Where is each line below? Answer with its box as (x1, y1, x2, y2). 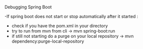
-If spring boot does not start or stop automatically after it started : (4, 14, 139, 19)
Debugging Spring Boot (4, 4, 52, 10)
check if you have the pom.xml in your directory (11, 23, 108, 29)
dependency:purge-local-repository (11, 38, 84, 44)
